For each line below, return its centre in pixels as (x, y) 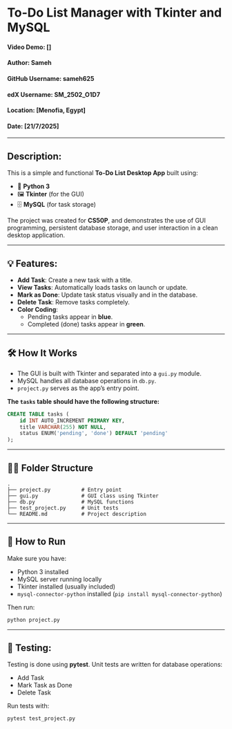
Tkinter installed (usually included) (66, 587)
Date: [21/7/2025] (33, 126)
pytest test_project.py (41, 719)
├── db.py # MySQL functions (71, 502)
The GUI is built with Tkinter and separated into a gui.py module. (109, 373)
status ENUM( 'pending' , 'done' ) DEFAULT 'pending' (94, 434)
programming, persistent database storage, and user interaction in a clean (113, 228)
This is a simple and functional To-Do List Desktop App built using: (103, 173)
